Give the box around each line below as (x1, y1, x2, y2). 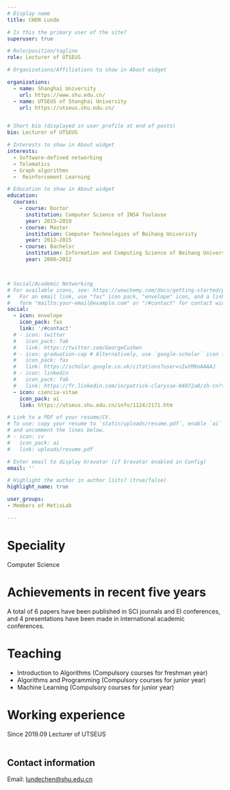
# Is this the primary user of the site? (7, 29, 127, 36)
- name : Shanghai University (13, 85, 97, 92)
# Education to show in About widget (7, 186, 115, 193)
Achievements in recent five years (7, 584, 207, 600)
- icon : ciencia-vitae (13, 388, 78, 395)
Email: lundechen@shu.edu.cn (7, 775, 93, 783)
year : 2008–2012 (25, 256, 72, 263)
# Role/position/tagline (7, 47, 78, 55)
